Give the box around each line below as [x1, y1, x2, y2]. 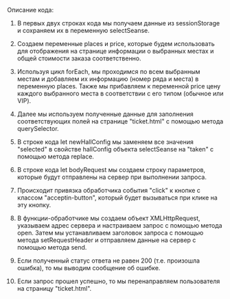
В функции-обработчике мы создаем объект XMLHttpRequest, [16, 214, 200, 222]
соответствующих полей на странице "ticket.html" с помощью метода [16, 117, 224, 125]
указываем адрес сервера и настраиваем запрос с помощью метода [16, 222, 222, 229]
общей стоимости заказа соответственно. [16, 54, 142, 62]
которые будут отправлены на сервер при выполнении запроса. [16, 173, 207, 181]
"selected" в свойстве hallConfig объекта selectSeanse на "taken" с [16, 145, 214, 153]
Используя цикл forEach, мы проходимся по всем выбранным [16, 68, 200, 75]
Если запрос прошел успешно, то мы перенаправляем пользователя [16, 277, 220, 285]
